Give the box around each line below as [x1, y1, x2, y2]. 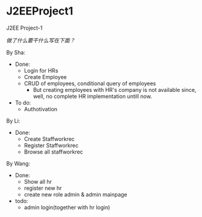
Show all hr [24, 178, 52, 185]
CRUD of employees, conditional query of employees [24, 80, 156, 87]
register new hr [24, 184, 62, 192]
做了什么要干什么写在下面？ [6, 36, 75, 44]
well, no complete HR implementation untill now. [33, 92, 153, 100]
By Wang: [6, 160, 30, 167]
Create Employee [24, 73, 68, 80]
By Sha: [6, 48, 26, 56]
